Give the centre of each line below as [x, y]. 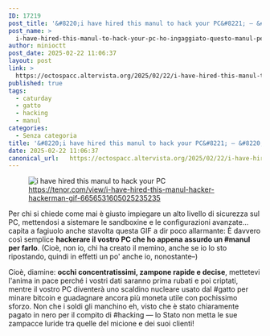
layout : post [30, 61]
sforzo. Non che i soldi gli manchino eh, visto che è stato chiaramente [124, 306]
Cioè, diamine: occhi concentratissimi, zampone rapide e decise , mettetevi [134, 272]
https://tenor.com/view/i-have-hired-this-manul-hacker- [121, 189]
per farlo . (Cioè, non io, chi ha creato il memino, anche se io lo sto [118, 248]
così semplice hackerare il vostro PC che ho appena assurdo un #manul [129, 239]
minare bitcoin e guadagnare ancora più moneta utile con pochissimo [123, 298]
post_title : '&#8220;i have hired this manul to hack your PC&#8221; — [131, 23]
